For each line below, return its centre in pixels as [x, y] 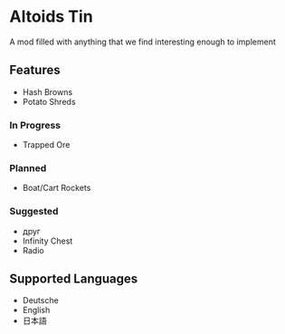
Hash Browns [47, 91]
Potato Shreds [49, 101]
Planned [28, 167]
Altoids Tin [51, 17]
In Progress [35, 125]
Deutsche [40, 301]
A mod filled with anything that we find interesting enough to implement [142, 42]
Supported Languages [74, 279]
